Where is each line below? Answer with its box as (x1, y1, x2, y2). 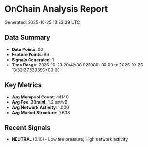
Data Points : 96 (11, 46, 43, 52)
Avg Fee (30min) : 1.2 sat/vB (11, 99, 68, 105)
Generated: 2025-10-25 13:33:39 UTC (4, 19, 80, 25)
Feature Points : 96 (11, 51, 49, 57)
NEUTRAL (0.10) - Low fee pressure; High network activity (11, 136, 128, 142)
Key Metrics (4, 81, 42, 89)
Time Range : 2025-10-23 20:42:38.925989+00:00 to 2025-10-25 (11, 62, 143, 67)
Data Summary (4, 33, 51, 42)
